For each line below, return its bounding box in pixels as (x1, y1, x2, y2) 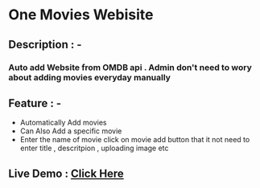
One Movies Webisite (8, 6, 154, 24)
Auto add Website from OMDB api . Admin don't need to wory (8, 62, 252, 73)
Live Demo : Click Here (8, 166, 125, 180)
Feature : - (8, 96, 62, 110)
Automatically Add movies (19, 118, 107, 128)
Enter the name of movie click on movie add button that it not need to (19, 135, 250, 145)
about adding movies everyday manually (8, 72, 171, 83)
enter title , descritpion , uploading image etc (19, 143, 169, 153)
